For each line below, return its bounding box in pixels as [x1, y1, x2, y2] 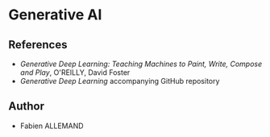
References [8, 38, 68, 52]
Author [8, 99, 44, 114]
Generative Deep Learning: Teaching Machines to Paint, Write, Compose [19, 59, 263, 68]
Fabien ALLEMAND [19, 121, 84, 131]
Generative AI [8, 6, 102, 24]
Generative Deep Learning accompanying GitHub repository [19, 77, 220, 85]
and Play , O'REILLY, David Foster [19, 68, 131, 77]
